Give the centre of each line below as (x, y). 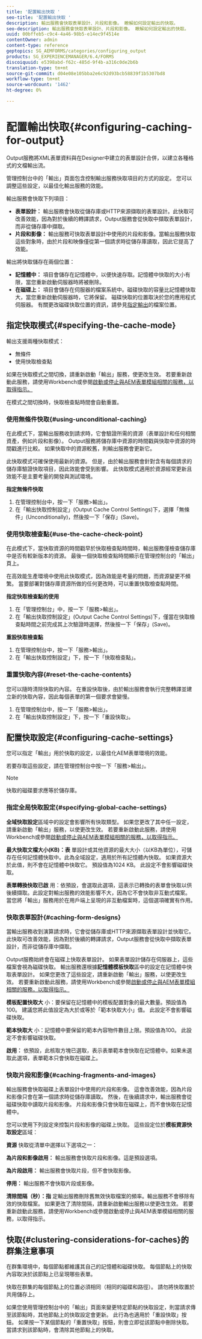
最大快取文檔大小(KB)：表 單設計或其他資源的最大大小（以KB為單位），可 (96, 849)
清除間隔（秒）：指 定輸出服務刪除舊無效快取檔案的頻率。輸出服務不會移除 (98, 1196)
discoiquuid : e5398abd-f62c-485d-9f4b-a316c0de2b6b (72, 62)
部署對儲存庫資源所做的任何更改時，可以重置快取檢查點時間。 (105, 584)
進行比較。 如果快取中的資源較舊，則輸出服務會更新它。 (86, 448)
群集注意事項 (30, 1251)
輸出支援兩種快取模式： (35, 341)
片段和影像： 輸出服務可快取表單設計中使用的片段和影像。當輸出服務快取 (105, 234)
